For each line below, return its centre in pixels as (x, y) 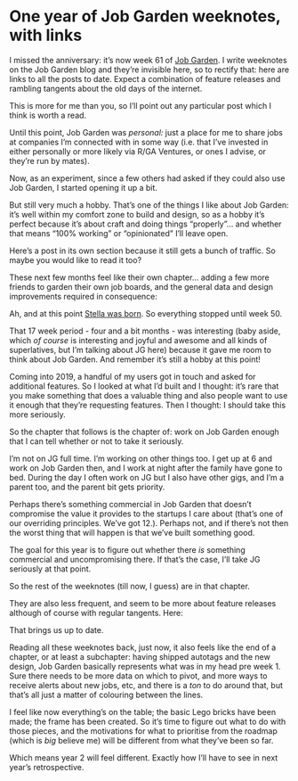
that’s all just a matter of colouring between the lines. (106, 695)
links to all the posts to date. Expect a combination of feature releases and (145, 78)
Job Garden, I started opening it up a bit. (84, 187)
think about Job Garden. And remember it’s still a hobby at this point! (135, 359)
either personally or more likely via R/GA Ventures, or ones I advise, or (138, 151)
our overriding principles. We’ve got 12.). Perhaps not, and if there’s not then (149, 522)
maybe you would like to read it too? (76, 259)
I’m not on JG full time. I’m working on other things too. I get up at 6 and (141, 458)
